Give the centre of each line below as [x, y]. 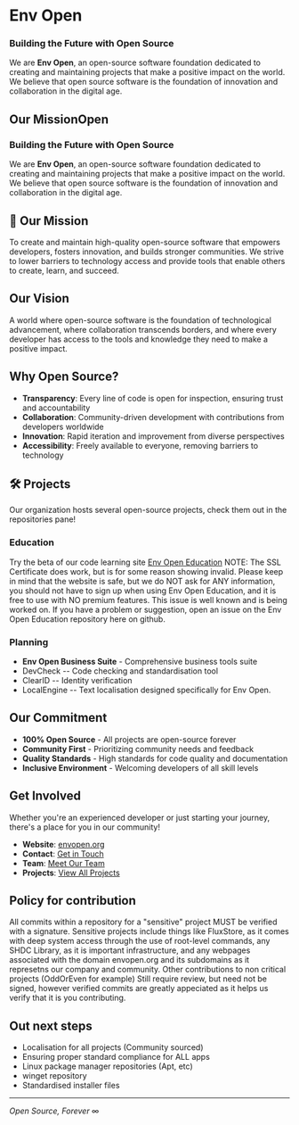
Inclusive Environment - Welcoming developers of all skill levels [140, 767]
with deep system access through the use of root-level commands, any [140, 941]
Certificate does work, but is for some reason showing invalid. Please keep [146, 571]
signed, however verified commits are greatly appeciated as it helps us [139, 989]
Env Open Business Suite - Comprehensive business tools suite [140, 662]
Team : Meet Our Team [63, 863]
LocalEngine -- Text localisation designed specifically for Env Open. [146, 690]
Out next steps [51, 1026]
